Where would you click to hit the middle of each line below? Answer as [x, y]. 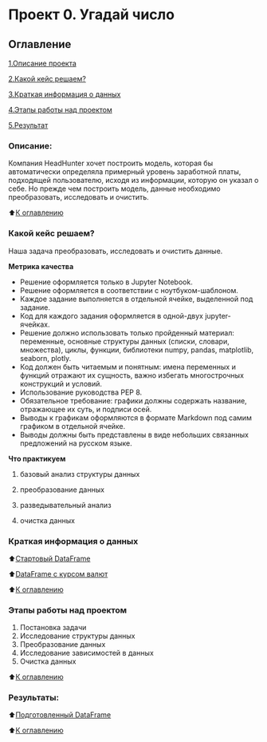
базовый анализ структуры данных [80, 474]
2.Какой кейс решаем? [47, 79]
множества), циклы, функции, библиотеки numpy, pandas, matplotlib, [137, 350]
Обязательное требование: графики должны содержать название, [133, 400]
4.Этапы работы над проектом [61, 110]
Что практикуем [37, 458]
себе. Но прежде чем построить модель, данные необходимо [114, 188]
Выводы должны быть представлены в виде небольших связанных [134, 434]
